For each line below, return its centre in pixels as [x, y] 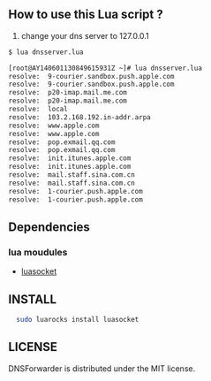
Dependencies [49, 227]
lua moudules [38, 252]
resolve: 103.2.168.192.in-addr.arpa [79, 117]
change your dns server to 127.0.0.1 [85, 35]
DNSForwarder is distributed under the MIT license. [102, 368]
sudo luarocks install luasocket [78, 320]
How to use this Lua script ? [86, 15]
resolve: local [38, 110]
